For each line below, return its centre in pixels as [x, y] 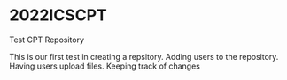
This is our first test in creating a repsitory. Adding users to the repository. [144, 56]
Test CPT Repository [47, 40]
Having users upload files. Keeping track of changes [105, 66]
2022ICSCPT [58, 15]
